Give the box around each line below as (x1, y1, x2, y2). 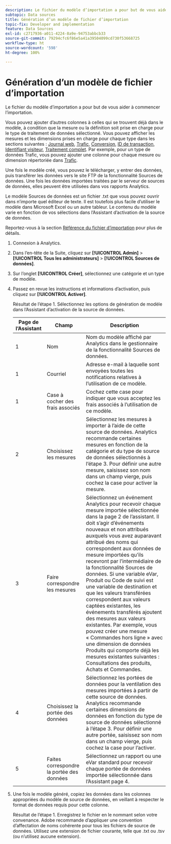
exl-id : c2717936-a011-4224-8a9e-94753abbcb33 (5, 31, 106, 36)
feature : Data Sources (5, 26, 53, 32)
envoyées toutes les (85, 367, 134, 374)
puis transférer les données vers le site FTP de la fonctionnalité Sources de (5, 173, 163, 179)
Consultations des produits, (85, 660, 152, 667)
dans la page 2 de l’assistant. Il (85, 513, 159, 520)
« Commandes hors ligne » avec (85, 634, 163, 641)
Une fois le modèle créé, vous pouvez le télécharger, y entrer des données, (5, 167, 163, 173)
